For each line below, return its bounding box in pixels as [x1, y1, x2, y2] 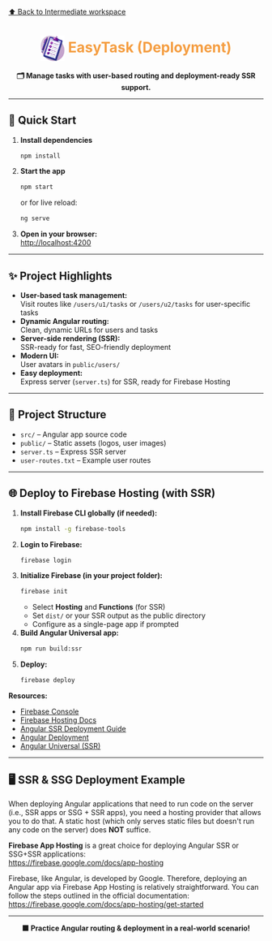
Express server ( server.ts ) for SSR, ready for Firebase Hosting [19, 377, 231, 386]
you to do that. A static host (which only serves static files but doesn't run [8, 816, 255, 826]
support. [121, 82, 151, 92]
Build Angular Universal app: [19, 628, 119, 638]
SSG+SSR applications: [8, 848, 87, 859]
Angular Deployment [19, 732, 89, 742]
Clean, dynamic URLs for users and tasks [19, 325, 159, 335]
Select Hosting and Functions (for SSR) [32, 602, 166, 612]
